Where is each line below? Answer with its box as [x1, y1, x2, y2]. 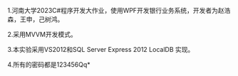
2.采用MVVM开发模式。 [7, 31, 77, 38]
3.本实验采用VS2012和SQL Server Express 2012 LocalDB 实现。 [7, 45, 195, 53]
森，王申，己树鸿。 [7, 15, 64, 23]
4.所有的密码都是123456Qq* [7, 60, 90, 69]
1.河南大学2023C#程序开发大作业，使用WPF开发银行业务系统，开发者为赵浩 [7, 6, 231, 14]
